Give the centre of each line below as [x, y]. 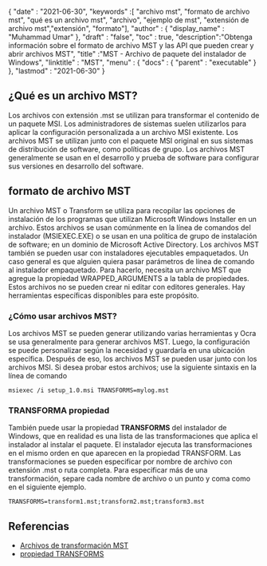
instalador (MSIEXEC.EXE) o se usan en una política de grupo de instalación [133, 236]
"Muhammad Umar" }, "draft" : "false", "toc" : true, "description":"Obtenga [130, 37]
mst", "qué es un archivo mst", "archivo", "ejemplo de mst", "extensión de [129, 20]
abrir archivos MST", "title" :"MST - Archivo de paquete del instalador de [128, 54]
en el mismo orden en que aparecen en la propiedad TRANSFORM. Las [125, 453]
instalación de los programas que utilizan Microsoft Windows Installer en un [132, 219]
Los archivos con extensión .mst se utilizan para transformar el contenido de [134, 115]
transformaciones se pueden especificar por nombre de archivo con [120, 461]
